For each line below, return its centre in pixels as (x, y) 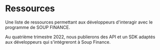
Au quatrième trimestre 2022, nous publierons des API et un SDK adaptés (80, 37)
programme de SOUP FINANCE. (38, 27)
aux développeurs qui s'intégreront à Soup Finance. (58, 42)
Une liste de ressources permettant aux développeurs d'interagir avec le (79, 22)
